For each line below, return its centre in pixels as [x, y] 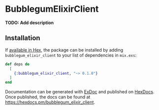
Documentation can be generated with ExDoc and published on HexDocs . [80, 92]
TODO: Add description [30, 23]
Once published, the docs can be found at [48, 97]
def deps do [17, 64]
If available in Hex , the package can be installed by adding [64, 50]
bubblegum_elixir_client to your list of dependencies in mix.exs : [71, 55]
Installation [23, 38]
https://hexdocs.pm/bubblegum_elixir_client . [50, 102]
